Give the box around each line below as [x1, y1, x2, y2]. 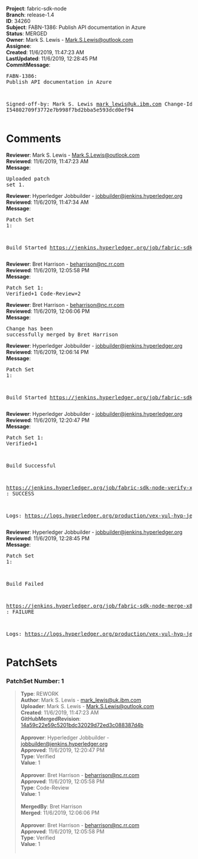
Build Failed [6, 580, 44, 587]
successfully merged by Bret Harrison [6, 331, 118, 338]
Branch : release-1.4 [6, 11, 55, 18]
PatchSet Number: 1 [6, 677, 64, 685]
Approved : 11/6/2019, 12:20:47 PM [20, 746, 105, 754]
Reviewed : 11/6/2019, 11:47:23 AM [6, 157, 89, 164]
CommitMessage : [6, 61, 51, 68]
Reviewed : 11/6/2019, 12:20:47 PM [6, 417, 90, 424]
